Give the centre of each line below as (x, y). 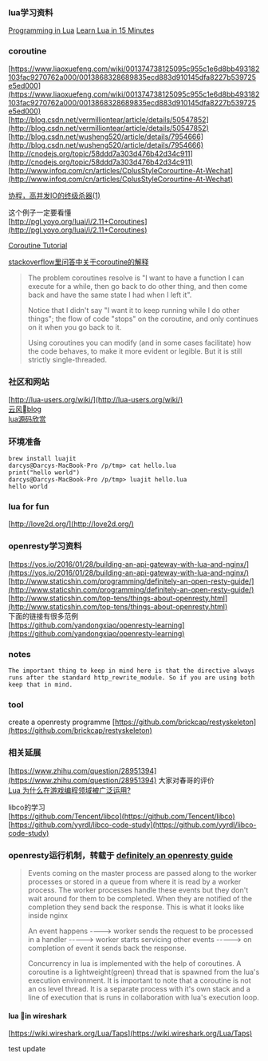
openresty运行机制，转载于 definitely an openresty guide (121, 855)
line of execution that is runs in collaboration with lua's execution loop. (143, 997)
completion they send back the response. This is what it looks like (136, 907)
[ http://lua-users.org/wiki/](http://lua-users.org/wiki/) (96, 399)
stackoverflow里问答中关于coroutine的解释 (79, 262)
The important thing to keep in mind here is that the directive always (132, 671)
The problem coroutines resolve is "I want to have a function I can (136, 278)
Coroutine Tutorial (38, 245)
